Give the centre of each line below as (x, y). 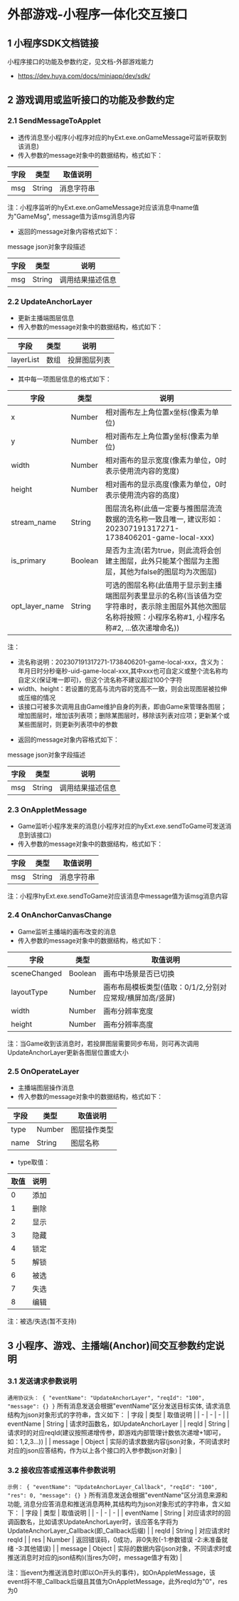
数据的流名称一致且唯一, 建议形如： (164, 519)
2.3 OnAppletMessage (47, 809)
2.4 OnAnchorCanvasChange (60, 915)
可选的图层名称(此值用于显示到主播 (164, 585)
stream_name (34, 522)
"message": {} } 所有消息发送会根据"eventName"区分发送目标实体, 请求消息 (119, 1406)
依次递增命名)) (155, 628)
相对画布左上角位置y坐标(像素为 (159, 436)
